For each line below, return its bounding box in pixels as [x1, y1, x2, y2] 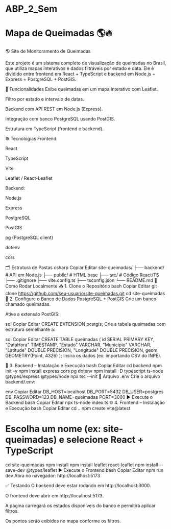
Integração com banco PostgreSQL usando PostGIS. [5, 116, 116, 122]
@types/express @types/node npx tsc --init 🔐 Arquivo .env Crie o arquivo [5, 373, 161, 379]
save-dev [5, 467, 26, 473]
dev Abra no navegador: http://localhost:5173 [5, 473, 101, 479]
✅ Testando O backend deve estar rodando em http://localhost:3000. [5, 483, 152, 489]
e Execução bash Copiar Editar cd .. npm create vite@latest [5, 405, 131, 412]
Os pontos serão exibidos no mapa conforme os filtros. [5, 518, 121, 524]
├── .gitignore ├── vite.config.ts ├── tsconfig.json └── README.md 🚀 [5, 277, 157, 283]
